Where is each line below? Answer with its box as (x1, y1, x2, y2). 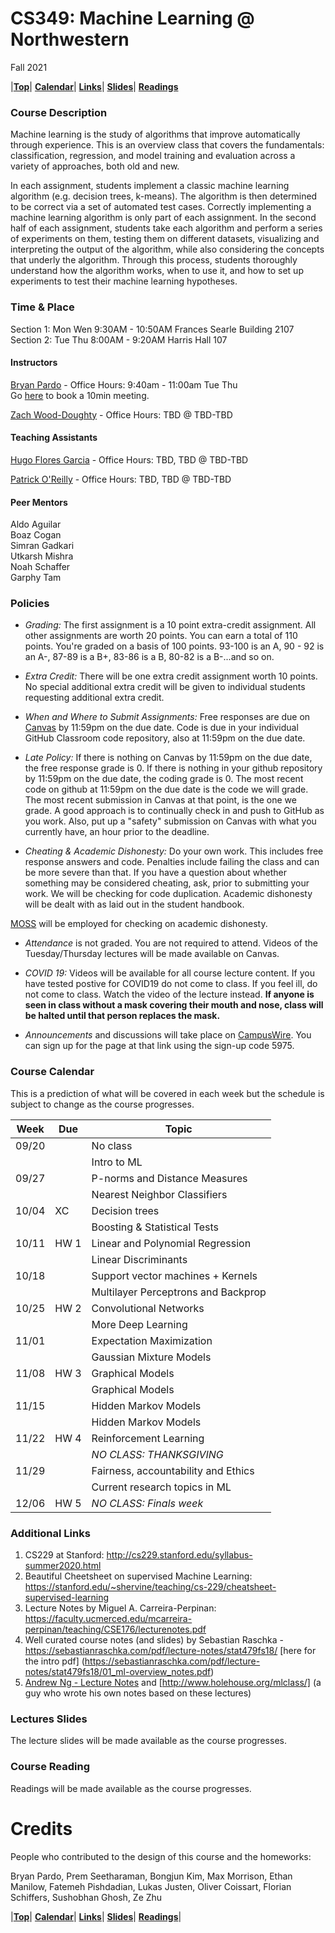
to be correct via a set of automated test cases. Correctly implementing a (10, 201, 312, 213)
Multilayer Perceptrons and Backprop (91, 1285, 267, 1299)
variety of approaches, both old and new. (10, 160, 180, 172)
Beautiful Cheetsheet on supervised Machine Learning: (24, 1570, 253, 1582)
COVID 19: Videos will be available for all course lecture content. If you (24, 967, 315, 979)
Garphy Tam (10, 572, 62, 584)
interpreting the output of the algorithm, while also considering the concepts (10, 243, 325, 256)
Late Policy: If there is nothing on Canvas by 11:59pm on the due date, (24, 752, 313, 764)
